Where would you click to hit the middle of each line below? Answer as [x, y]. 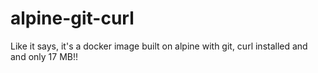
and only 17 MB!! [44, 56]
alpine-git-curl [72, 18]
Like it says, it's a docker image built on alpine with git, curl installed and [159, 46]
